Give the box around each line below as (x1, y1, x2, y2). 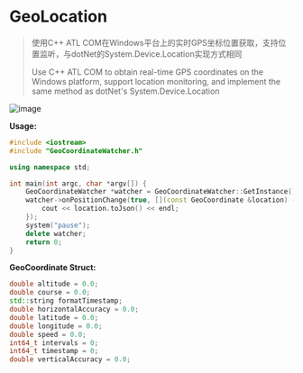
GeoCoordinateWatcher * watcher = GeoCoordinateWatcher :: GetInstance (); (25, 187, 300, 196)
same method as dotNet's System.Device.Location (31, 86, 220, 96)
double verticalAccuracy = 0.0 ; (9, 355, 131, 364)
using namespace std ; (9, 162, 91, 172)
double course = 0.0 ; (9, 288, 91, 297)
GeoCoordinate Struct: (9, 262, 96, 273)
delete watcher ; (25, 229, 87, 238)
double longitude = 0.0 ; (9, 322, 103, 331)
